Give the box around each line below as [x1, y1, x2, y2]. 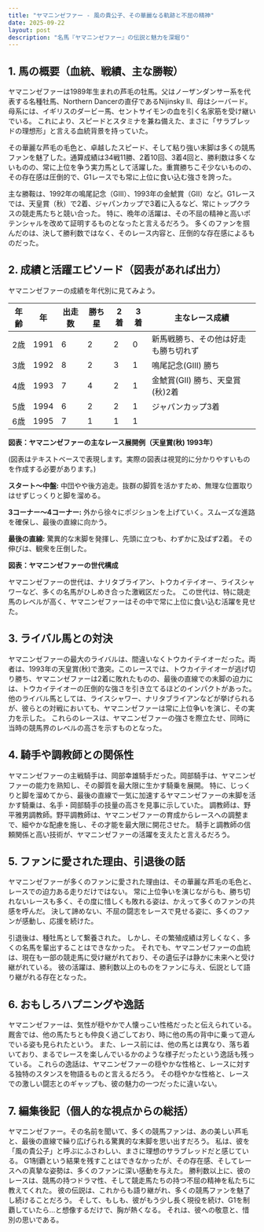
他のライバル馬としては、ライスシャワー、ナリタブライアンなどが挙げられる [8, 693, 255, 703]
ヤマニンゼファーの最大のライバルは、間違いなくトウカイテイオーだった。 [8, 654, 249, 664]
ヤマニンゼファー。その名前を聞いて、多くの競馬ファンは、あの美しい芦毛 [8, 1126, 249, 1136]
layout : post [8, 26, 51, 34]
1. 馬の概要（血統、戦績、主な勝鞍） [8, 64, 184, 78]
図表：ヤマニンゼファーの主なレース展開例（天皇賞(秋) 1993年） [8, 437, 218, 447]
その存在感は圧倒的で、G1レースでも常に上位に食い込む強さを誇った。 [8, 172, 236, 182]
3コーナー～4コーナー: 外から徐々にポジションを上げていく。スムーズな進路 [8, 507, 255, 517]
